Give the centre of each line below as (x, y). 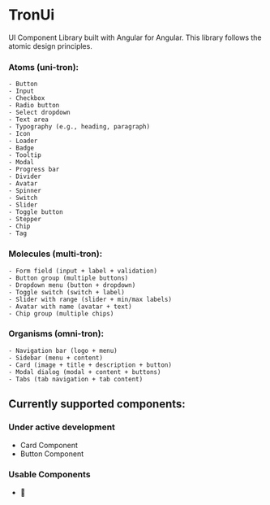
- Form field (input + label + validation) (83, 271)
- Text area (28, 120)
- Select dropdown (39, 113)
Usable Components (49, 475)
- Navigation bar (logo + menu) (63, 350)
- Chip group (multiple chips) (61, 313)
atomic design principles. (51, 46)
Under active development (62, 427)
